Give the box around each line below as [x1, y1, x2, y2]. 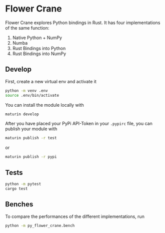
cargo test [5, 186, 28, 191]
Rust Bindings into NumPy [12, 51, 66, 57]
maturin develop [5, 111, 39, 117]
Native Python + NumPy [12, 35, 62, 41]
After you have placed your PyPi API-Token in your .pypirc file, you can [5, 121, 152, 127]
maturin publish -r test [5, 136, 57, 141]
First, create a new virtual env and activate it [5, 78, 96, 84]
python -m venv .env [5, 88, 48, 93]
